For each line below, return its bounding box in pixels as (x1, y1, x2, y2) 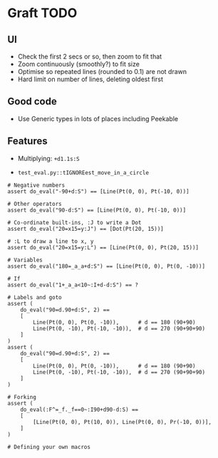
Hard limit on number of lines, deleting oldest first (17, 75, 164, 83)
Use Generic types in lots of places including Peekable (17, 114, 179, 123)
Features (7, 135, 48, 147)
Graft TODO (7, 5, 78, 21)
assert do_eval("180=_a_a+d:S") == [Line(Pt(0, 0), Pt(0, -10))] (7, 262, 205, 270)
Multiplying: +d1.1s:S (17, 154, 80, 162)
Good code (7, 95, 57, 108)
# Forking (7, 393, 37, 400)
